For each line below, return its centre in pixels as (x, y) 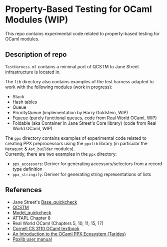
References (23, 190)
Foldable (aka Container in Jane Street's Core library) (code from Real (84, 123)
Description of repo (36, 55)
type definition (27, 169)
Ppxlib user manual (32, 239)
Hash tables (25, 102)
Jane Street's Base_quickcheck (45, 202)
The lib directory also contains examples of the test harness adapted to (79, 81)
